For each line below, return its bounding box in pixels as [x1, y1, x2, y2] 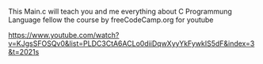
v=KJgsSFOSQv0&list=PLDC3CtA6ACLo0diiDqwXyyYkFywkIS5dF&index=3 [8, 39, 255, 48]
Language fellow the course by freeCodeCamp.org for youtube [8, 15, 214, 24]
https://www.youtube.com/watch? [8, 31, 120, 40]
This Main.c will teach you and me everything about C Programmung [8, 7, 232, 16]
